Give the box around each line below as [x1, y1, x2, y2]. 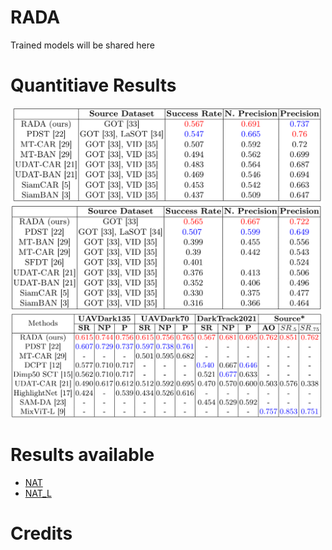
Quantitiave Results [10, 74, 177, 97]
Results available [10, 444, 155, 466]
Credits [10, 522, 73, 545]
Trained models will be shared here [10, 39, 155, 51]
